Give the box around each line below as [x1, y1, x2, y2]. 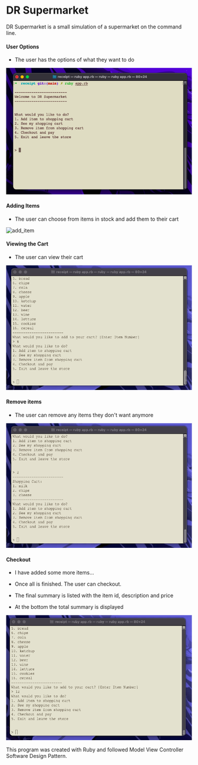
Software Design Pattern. [6, 752, 67, 759]
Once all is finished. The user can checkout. [14, 580, 122, 588]
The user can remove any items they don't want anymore [14, 411, 154, 418]
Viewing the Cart [6, 240, 49, 247]
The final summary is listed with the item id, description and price [14, 592, 174, 599]
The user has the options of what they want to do [14, 56, 134, 63]
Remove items [6, 398, 42, 405]
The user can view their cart [14, 253, 84, 260]
